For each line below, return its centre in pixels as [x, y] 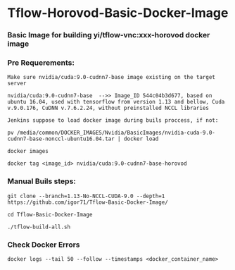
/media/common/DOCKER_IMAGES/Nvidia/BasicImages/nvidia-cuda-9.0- [116, 133]
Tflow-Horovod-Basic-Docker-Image [118, 13]
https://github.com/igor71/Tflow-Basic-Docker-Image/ [88, 202]
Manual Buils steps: [42, 181]
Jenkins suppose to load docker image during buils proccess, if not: [113, 121]
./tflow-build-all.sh [39, 227]
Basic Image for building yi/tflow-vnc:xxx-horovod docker [109, 35]
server [17, 84]
